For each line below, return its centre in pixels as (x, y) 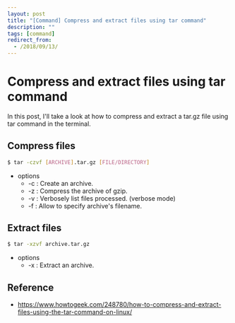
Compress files (42, 146)
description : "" (31, 27)
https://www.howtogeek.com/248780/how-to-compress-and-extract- (119, 305)
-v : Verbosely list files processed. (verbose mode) (102, 198)
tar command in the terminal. (49, 124)
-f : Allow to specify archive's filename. (85, 206)
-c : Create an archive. (61, 183)
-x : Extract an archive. (61, 265)
